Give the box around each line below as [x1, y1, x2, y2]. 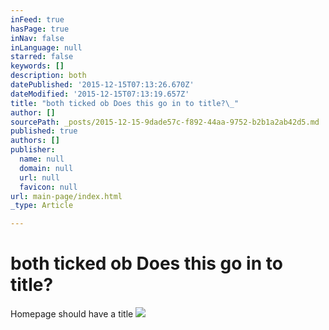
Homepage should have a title [10, 308, 134, 320]
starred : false [10, 52, 74, 62]
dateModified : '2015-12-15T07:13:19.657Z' [10, 89, 190, 99]
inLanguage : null [10, 42, 83, 53]
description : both [10, 71, 87, 81]
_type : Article [10, 201, 74, 211]
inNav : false [10, 33, 65, 43]
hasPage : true [10, 24, 70, 34]
